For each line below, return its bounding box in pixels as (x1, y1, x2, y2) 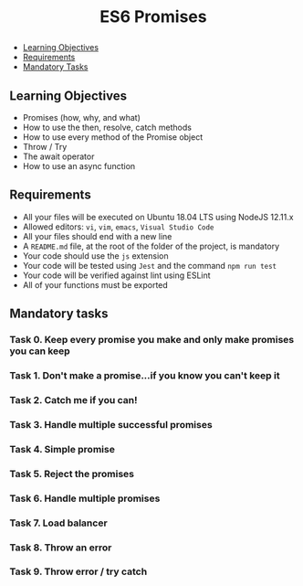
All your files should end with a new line (22, 230, 172, 241)
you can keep (9, 345, 70, 357)
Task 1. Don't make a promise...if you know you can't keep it (9, 369, 280, 382)
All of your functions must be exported (22, 279, 169, 290)
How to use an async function (22, 161, 136, 171)
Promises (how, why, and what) (22, 112, 141, 123)
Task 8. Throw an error (9, 541, 112, 554)
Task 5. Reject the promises (9, 467, 135, 480)
